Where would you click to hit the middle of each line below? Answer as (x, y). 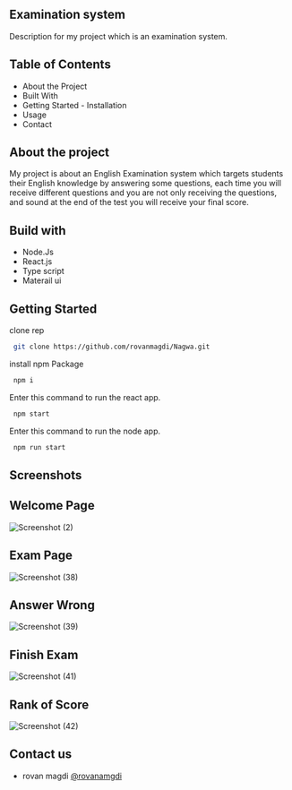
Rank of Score (49, 704)
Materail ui (42, 280)
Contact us (41, 755)
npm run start (39, 447)
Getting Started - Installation (74, 105)
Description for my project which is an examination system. (119, 36)
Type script (43, 271)
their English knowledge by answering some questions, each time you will (146, 184)
